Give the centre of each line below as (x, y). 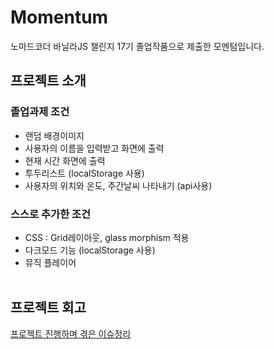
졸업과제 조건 (40, 112)
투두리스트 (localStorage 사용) (84, 173)
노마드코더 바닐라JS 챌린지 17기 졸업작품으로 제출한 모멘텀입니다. (137, 46)
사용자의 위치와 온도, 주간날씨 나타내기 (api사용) (118, 185)
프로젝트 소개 (48, 81)
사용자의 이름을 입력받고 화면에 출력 (94, 148)
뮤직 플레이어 (50, 262)
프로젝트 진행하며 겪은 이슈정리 (71, 333)
